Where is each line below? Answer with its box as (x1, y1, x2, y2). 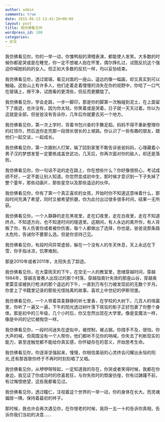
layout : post (5, 21, 32, 26)
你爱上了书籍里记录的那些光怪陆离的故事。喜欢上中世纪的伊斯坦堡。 (5, 287, 143, 293)
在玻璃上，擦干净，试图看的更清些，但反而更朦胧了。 (5, 88, 113, 94)
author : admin (5, 7, 34, 12)
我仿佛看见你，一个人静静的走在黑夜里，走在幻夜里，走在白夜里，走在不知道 (5, 213, 160, 219)
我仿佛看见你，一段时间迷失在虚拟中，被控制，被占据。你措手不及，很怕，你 (5, 326, 160, 332)
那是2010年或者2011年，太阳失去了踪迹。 (5, 258, 88, 264)
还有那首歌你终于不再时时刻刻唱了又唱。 (10, 356, 93, 361)
